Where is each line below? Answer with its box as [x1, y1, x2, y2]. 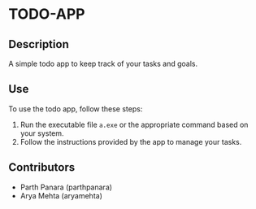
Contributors [8, 160, 76, 175]
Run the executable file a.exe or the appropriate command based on [20, 120, 249, 129]
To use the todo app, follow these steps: [8, 103, 143, 114]
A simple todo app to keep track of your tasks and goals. [8, 59, 198, 68]
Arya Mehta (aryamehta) [20, 190, 103, 200]
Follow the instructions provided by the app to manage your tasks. [20, 137, 242, 146]
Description [8, 37, 69, 51]
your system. [20, 128, 64, 138]
